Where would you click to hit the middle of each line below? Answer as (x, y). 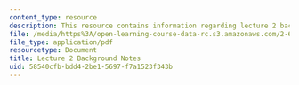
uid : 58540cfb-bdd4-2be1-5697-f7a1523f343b (91, 67)
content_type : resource (53, 17)
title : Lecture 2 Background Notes (75, 58)
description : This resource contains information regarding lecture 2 (143, 26)
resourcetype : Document (53, 50)
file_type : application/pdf (61, 42)
